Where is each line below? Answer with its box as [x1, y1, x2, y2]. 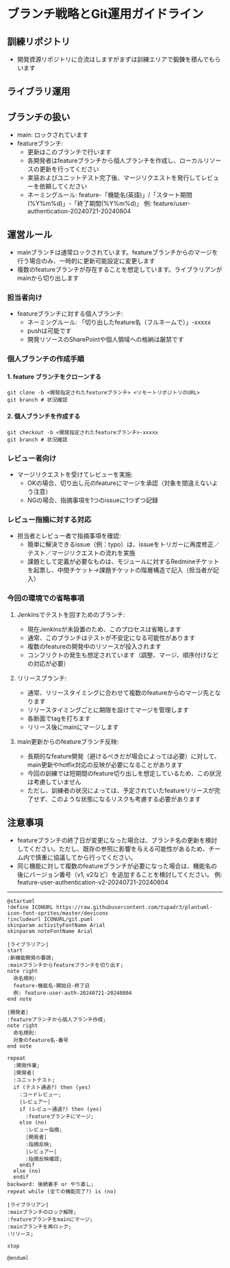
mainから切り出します [16, 274, 79, 282]
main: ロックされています [16, 131, 89, 139]
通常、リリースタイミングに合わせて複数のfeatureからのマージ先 [27, 688, 209, 696]
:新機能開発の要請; [7, 954, 55, 961]
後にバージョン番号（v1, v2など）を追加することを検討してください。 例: [16, 871, 222, 879]
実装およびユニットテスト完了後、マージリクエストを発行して [27, 174, 201, 182]
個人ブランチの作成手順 [7, 354, 84, 364]
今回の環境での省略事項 [7, 594, 84, 603]
